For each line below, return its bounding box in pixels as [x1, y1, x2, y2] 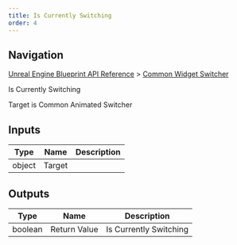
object [12, 160, 36, 171]
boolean [12, 224, 43, 235]
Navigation [8, 48, 64, 62]
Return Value [50, 224, 99, 235]
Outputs [8, 187, 50, 201]
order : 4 [8, 19, 37, 27]
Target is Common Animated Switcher [8, 100, 133, 109]
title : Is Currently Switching [8, 11, 112, 20]
